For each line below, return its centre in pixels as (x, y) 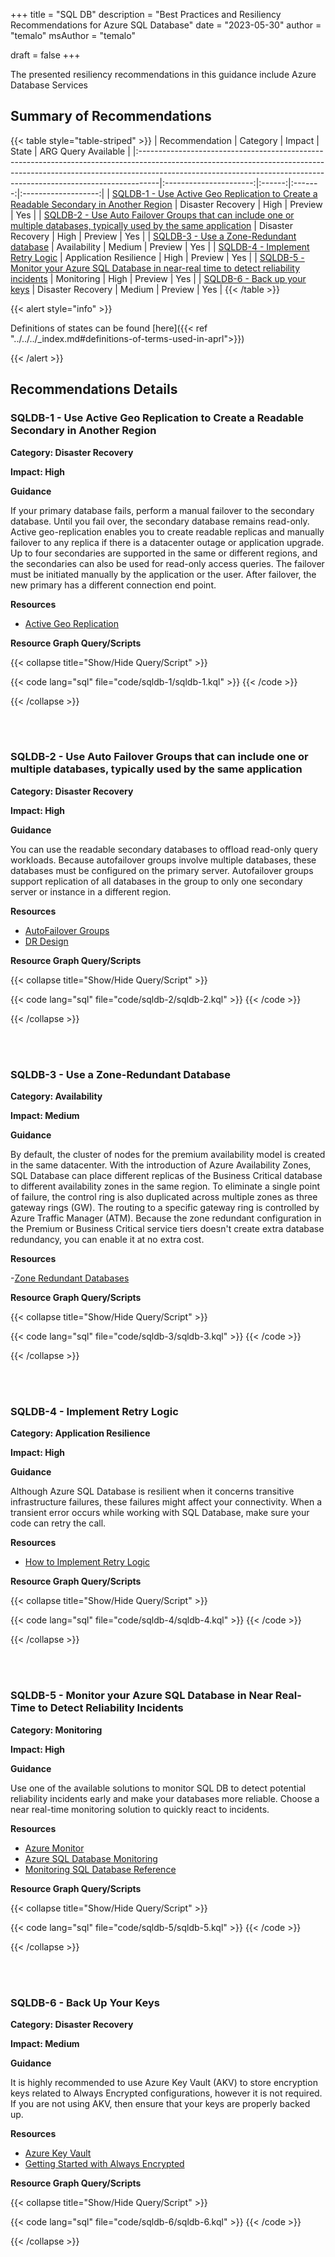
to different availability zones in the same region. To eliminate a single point (165, 1186)
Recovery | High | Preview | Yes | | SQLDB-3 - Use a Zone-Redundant (153, 236)
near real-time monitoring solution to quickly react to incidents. (140, 1809)
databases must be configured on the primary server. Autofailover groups (162, 870)
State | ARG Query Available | (70, 151)
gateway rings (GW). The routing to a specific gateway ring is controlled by (165, 1208)
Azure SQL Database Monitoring (91, 1858)
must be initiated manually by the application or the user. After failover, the (163, 574)
